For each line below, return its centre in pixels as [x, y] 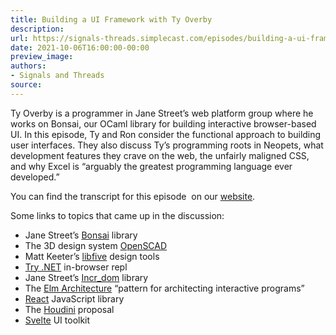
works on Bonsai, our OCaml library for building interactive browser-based [163, 123]
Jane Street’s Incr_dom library [86, 277]
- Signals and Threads [57, 76]
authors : [28, 66]
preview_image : [42, 57]
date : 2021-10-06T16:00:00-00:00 [80, 47]
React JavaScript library [74, 298]
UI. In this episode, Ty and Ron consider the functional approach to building [166, 134]
